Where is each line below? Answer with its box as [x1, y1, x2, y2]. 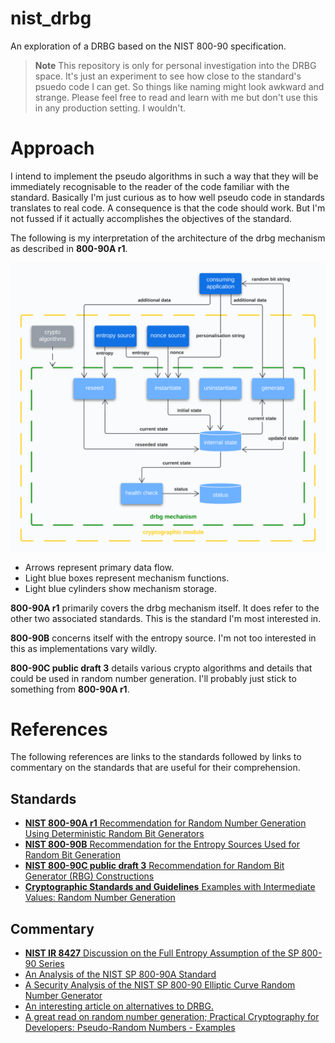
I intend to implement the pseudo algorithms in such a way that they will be [10, 170, 319, 182]
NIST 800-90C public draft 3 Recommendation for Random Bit [24, 860, 285, 872]
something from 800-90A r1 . [10, 683, 130, 695]
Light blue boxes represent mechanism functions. [24, 572, 230, 584]
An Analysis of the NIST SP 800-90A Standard [24, 968, 217, 981]
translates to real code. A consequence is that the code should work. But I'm [10, 202, 326, 214]
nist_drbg [10, 7, 92, 30]
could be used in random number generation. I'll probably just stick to [10, 672, 297, 684]
